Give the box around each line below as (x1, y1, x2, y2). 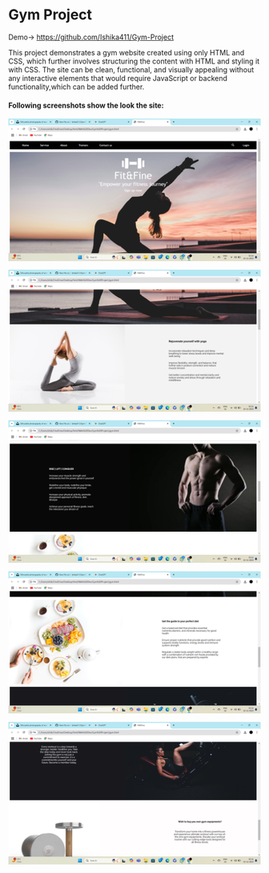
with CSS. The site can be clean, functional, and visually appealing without (8, 64, 255, 74)
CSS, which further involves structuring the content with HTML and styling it (8, 56, 260, 66)
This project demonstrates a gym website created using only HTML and (8, 47, 245, 57)
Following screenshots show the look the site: (8, 100, 164, 110)
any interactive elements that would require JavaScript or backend (8, 73, 228, 83)
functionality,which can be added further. (8, 82, 145, 92)
